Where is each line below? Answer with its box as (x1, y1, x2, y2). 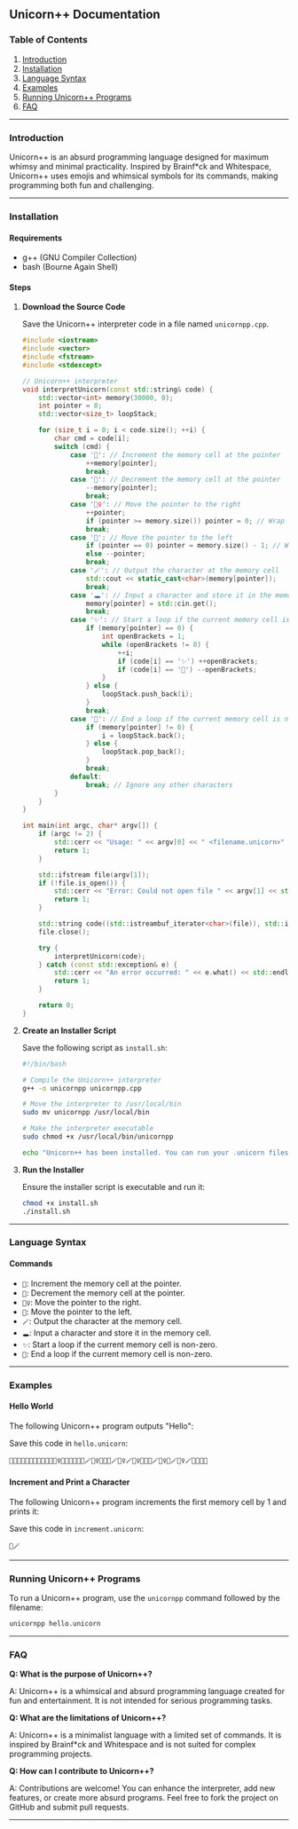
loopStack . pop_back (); (101, 747, 186, 757)
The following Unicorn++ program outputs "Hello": (9, 1420, 194, 1431)
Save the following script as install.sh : (21, 1042, 168, 1052)
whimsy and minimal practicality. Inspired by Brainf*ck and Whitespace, (9, 161, 272, 171)
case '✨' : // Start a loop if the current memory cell (69, 616, 278, 625)
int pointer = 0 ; (38, 401, 103, 411)
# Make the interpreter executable (21, 1124, 154, 1133)
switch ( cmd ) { (54, 442, 111, 451)
